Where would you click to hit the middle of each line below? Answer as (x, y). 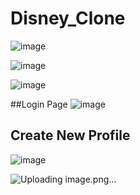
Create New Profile (70, 135)
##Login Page (39, 104)
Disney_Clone (68, 18)
